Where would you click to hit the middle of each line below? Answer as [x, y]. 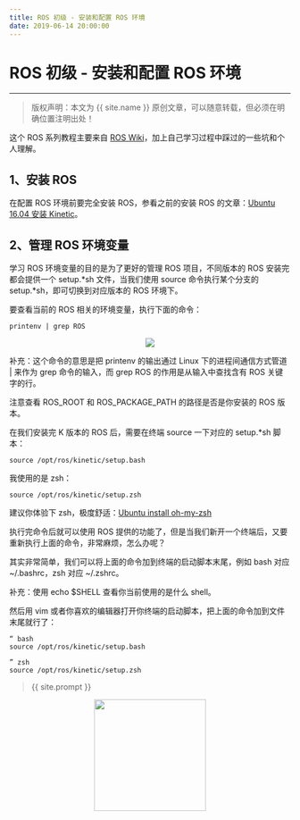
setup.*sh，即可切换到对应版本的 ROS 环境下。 [96, 290]
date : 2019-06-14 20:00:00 [59, 26]
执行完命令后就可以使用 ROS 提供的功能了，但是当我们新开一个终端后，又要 [149, 531]
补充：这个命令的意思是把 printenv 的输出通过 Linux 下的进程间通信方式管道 [148, 361]
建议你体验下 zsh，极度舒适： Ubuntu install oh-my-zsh [111, 513]
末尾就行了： [33, 623]
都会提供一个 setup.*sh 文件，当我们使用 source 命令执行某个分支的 [134, 280]
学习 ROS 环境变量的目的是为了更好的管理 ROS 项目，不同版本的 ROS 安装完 [150, 268]
